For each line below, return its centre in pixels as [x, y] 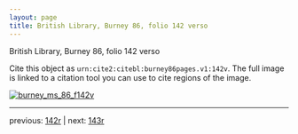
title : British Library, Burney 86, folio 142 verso [109, 26]
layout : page [33, 17]
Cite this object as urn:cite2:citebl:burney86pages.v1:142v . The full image [147, 68]
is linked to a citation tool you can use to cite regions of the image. [130, 77]
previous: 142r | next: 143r [57, 120]
